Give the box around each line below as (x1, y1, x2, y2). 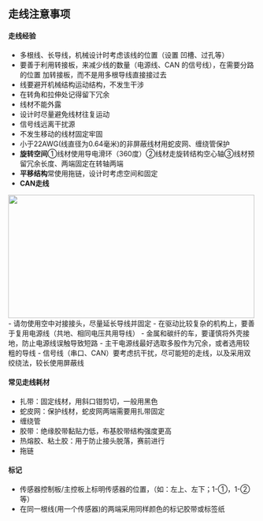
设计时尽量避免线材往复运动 (19, 109, 110, 118)
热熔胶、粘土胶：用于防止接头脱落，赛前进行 (19, 436, 165, 445)
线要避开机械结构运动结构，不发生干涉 (19, 80, 144, 89)
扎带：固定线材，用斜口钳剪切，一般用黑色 (19, 396, 158, 406)
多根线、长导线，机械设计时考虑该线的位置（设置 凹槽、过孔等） (19, 50, 229, 59)
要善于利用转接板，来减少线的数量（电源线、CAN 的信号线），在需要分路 (19, 60, 254, 69)
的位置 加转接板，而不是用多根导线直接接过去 (19, 69, 167, 79)
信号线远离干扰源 (19, 119, 76, 129)
